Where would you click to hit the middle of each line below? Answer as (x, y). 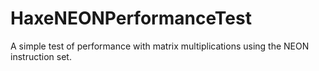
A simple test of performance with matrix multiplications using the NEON (160, 46)
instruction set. (41, 56)
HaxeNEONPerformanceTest (131, 18)
